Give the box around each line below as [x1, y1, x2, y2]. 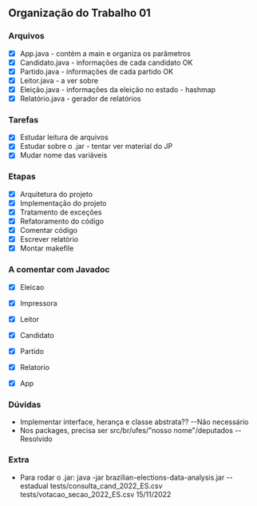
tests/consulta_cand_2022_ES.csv [49, 480, 163, 491]
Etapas [8, 171, 36, 183]
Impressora [19, 298, 57, 307]
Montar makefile [19, 243, 74, 253]
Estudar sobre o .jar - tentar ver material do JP [19, 142, 173, 151]
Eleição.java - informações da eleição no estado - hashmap [19, 84, 216, 94]
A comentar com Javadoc [8, 264, 110, 275]
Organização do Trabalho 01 [8, 6, 152, 20]
